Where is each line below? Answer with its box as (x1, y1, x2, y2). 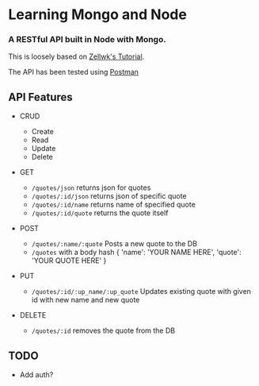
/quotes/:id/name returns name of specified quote (31, 200, 196, 210)
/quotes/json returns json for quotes (31, 183, 151, 192)
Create (31, 127, 54, 137)
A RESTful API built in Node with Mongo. (8, 34, 166, 45)
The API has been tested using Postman (8, 68, 139, 77)
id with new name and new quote (31, 295, 140, 305)
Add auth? (19, 370, 54, 380)
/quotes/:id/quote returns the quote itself (31, 208, 169, 218)
